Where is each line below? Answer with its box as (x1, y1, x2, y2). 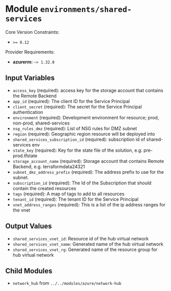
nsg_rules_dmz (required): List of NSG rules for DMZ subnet (12, 125, 137, 131)
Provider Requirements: (5, 49, 55, 55)
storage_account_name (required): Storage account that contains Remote (12, 158, 164, 164)
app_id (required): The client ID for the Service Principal (12, 98, 130, 104)
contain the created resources (12, 185, 77, 191)
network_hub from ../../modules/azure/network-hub (12, 280, 121, 286)
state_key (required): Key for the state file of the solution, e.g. (12, 147, 143, 153)
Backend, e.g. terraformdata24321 (12, 163, 85, 170)
